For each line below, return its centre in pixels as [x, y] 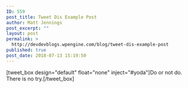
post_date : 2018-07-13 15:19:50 [46, 56]
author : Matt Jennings [34, 22]
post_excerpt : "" [28, 28]
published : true [26, 50]
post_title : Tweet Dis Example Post [51, 17]
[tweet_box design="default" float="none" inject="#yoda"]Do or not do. [94, 72]
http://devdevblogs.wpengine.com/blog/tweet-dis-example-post [90, 45]
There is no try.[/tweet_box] [40, 79]
